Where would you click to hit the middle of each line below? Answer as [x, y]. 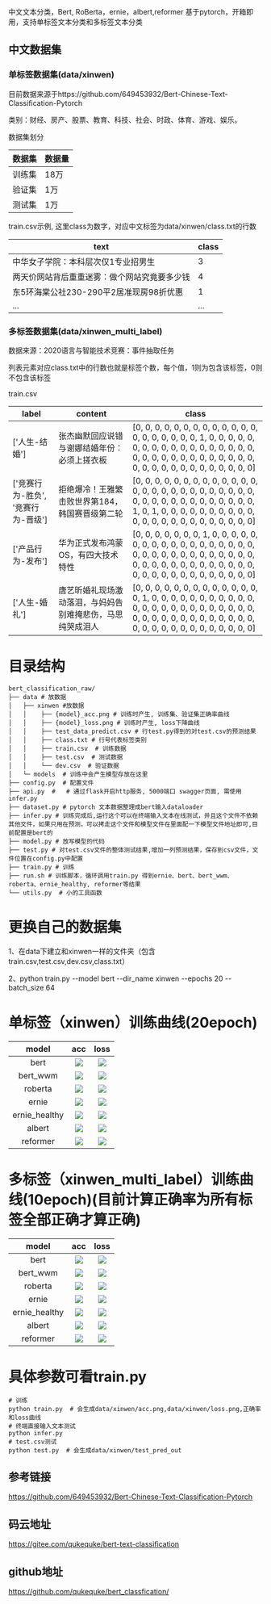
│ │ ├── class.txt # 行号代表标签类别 [78, 740]
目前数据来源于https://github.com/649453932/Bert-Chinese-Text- [118, 94]
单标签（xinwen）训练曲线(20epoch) [133, 1023]
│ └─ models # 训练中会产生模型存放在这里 [78, 774]
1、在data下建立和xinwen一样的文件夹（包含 [82, 951]
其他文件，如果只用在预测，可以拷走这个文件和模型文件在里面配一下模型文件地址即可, [130, 824]
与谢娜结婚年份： [91, 448]
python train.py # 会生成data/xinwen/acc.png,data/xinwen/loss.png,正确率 [135, 1409]
